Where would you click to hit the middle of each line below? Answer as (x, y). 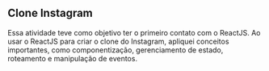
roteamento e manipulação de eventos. (73, 58)
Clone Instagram (50, 13)
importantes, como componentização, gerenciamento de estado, (116, 50)
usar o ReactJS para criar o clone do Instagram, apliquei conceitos (118, 41)
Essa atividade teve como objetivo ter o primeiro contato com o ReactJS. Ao (134, 32)
